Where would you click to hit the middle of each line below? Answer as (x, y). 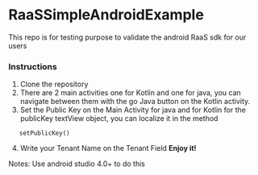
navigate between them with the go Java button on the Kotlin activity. (135, 102)
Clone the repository (54, 84)
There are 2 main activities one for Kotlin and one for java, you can (131, 93)
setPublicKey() (44, 133)
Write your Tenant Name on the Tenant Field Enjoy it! (108, 148)
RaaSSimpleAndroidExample (106, 15)
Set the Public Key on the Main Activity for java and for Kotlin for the (133, 110)
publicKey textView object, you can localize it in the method (119, 119)
